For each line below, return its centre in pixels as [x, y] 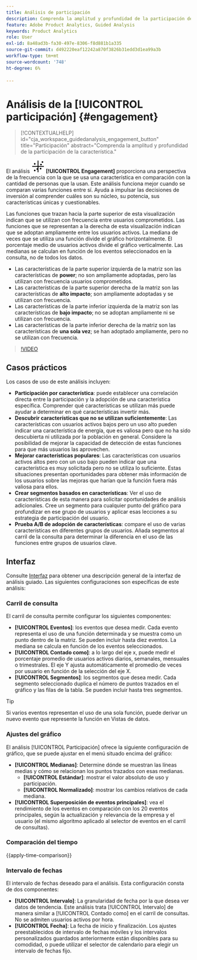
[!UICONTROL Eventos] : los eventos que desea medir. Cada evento [96, 628]
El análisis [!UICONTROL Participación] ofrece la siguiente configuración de [97, 747]
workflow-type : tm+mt [33, 56]
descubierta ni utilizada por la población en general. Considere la [93, 437]
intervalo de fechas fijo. [43, 951]
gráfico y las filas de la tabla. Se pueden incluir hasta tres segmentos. [98, 690]
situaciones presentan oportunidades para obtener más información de [101, 474]
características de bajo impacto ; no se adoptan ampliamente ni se [95, 313]
